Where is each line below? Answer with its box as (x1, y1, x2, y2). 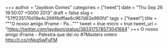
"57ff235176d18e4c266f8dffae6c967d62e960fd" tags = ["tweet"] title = (5, 15, 157, 21)
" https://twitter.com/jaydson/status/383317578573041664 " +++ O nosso (5, 26, 158, 32)
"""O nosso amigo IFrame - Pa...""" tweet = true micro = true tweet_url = (5, 20, 157, 27)
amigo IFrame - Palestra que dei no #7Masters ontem (5, 32, 117, 37)
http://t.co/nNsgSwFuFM (5, 37, 58, 43)
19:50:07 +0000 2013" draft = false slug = (5, 10, 93, 16)
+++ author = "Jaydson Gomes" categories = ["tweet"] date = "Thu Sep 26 (5, 5, 163, 10)
